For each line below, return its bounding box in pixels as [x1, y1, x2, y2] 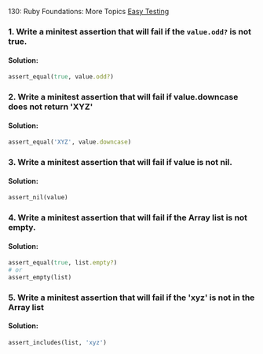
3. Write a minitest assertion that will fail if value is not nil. [8, 156, 233, 167]
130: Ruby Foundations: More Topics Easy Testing [8, 7, 170, 16]
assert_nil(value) [8, 194, 68, 202]
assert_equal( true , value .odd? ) [8, 73, 114, 81]
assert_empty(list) [8, 273, 72, 281]
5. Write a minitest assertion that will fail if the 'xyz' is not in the [8, 292, 255, 303]
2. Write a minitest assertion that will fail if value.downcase [8, 91, 239, 102]
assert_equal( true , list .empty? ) [8, 259, 118, 267]
